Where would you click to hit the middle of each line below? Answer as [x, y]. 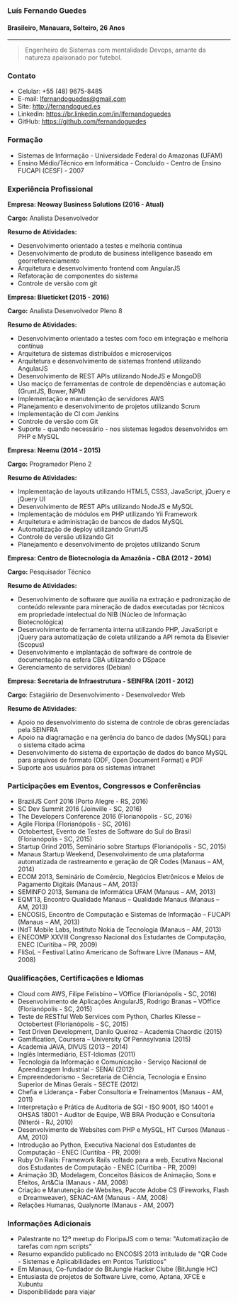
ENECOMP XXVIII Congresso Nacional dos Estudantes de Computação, [122, 937]
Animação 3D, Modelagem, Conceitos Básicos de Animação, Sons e [117, 1174]
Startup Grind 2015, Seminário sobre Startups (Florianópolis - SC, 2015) [122, 846]
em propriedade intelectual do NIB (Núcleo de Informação [102, 615]
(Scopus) [31, 645]
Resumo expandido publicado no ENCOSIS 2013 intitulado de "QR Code [122, 1254]
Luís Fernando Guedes [47, 11]
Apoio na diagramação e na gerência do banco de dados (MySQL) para [122, 738]
